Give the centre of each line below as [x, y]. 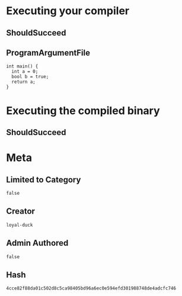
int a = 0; [25, 72]
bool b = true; [30, 77]
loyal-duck [20, 225]
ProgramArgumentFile [48, 52]
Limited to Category [44, 180]
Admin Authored [37, 243]
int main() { [22, 66]
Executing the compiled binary [83, 110]
